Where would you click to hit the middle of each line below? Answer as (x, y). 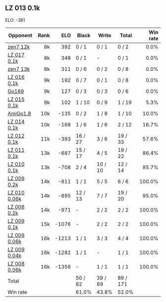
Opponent (20, 35)
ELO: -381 (15, 20)
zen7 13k (19, 69)
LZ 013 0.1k (23, 8)
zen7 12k (19, 46)
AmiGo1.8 (19, 113)
